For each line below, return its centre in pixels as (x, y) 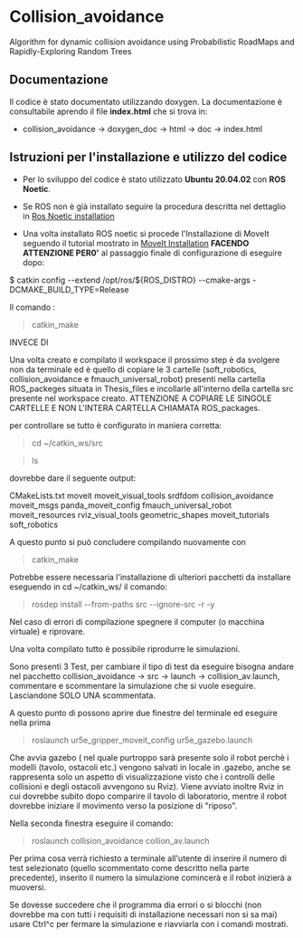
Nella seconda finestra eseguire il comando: (91, 823)
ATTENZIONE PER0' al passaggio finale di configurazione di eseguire (152, 253)
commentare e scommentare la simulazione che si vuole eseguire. (133, 685)
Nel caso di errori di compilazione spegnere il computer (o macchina (137, 621)
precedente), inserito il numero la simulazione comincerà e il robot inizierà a (151, 877)
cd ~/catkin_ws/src (67, 443)
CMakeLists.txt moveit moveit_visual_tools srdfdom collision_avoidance (142, 495)
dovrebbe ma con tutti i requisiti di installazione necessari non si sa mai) (143, 914)
